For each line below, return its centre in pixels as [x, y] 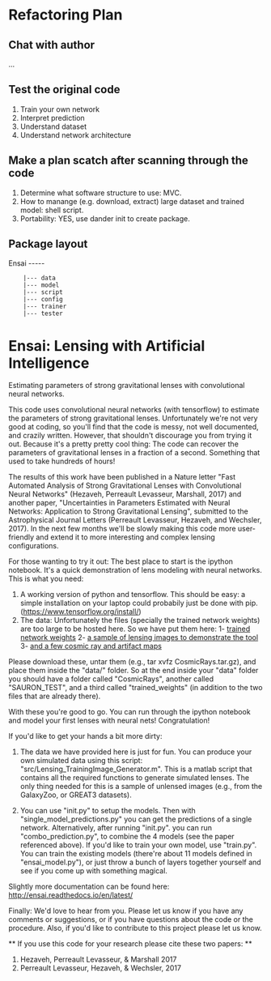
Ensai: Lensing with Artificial [107, 345]
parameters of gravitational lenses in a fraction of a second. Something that [134, 453]
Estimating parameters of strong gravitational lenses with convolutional [127, 386]
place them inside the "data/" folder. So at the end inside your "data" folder [133, 671]
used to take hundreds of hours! [62, 461]
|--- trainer [45, 307]
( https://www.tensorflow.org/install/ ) [80, 612]
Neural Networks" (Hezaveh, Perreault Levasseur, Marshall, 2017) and [125, 494]
